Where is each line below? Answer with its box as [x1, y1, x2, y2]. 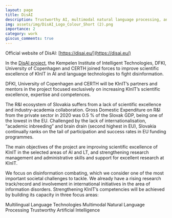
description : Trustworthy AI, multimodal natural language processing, [5, 17, 161, 22]
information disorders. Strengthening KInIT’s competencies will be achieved [5, 186, 165, 192]
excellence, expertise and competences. [5, 91, 91, 98]
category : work [5, 31, 38, 36]
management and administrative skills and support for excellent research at [5, 154, 164, 161]
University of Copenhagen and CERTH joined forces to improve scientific [5, 65, 159, 71]
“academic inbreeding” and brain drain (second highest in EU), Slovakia [5, 123, 157, 129]
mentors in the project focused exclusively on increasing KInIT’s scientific [5, 86, 160, 92]
